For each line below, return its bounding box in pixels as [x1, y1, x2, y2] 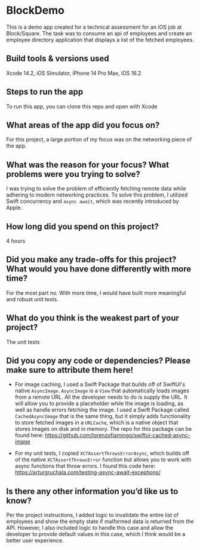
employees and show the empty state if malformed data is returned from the [6, 518, 194, 525]
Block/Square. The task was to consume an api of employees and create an [6, 29, 192, 37]
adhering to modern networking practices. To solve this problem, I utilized [6, 191, 188, 198]
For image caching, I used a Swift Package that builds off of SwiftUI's [14, 381, 186, 388]
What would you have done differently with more [6, 264, 192, 274]
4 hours [6, 237, 26, 244]
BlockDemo [6, 4, 64, 17]
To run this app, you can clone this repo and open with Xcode [6, 102, 158, 110]
